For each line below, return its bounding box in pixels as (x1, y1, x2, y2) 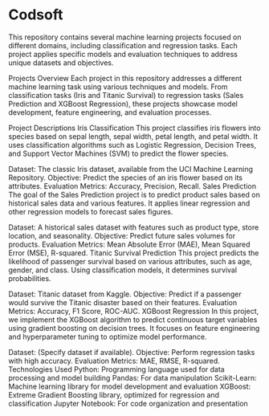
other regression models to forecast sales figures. (8, 206, 173, 216)
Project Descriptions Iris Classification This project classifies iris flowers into (8, 123, 261, 133)
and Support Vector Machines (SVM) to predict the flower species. (8, 149, 229, 158)
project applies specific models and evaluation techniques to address (8, 49, 238, 59)
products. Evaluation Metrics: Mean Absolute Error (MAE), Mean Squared (8, 239, 251, 249)
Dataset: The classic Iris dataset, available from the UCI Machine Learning (8, 164, 254, 173)
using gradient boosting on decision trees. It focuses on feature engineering (8, 323, 260, 332)
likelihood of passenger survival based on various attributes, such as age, (8, 256, 253, 266)
